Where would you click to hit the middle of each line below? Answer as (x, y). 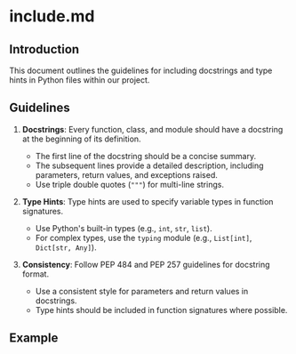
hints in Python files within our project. (80, 80)
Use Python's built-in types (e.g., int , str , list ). (124, 228)
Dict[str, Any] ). (66, 247)
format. (36, 274)
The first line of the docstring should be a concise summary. (145, 156)
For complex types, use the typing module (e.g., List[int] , (144, 237)
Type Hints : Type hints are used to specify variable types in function (148, 201)
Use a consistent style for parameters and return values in (142, 291)
